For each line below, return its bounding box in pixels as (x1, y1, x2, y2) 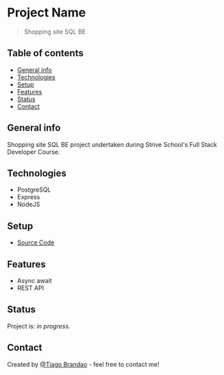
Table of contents (7, 47, 84, 59)
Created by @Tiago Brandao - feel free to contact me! (7, 360, 160, 368)
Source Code (16, 238, 55, 247)
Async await (16, 277, 53, 284)
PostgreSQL (16, 185, 51, 194)
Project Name (7, 5, 86, 21)
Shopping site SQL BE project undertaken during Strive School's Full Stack (7, 140, 217, 148)
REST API (16, 284, 45, 292)
